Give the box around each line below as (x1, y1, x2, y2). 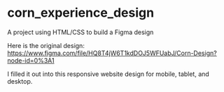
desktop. (7, 77, 33, 85)
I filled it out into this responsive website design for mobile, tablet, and (7, 70, 210, 78)
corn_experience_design (7, 5, 155, 21)
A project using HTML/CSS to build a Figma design (7, 28, 154, 36)
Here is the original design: (7, 41, 85, 49)
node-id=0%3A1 (7, 56, 55, 64)
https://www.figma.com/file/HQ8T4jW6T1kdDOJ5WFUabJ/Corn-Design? (7, 49, 217, 57)
